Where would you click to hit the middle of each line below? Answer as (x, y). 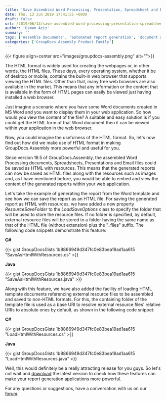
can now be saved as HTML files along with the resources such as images (81, 173)
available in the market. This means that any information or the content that (82, 87)
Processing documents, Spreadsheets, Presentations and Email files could (81, 163)
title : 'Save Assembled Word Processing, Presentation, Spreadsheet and (82, 10)
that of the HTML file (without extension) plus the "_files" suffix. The (75, 225)
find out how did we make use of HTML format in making (63, 143)
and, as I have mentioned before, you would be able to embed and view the (82, 178)
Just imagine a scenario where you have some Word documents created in (81, 106)
